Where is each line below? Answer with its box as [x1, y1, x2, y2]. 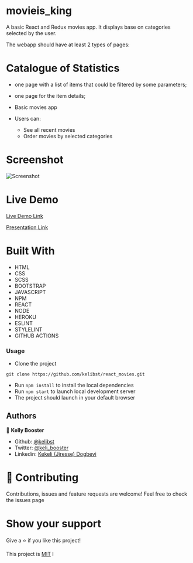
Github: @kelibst [14, 438, 54, 445]
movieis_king [6, 4, 72, 18]
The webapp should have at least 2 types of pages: [6, 41, 130, 48]
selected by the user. [6, 29, 57, 36]
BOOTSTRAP [14, 282, 46, 289]
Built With [6, 244, 55, 257]
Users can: [14, 115, 41, 122]
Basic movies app [14, 104, 57, 111]
